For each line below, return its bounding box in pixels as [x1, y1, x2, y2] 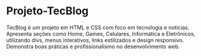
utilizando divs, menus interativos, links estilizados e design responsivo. [6, 36, 184, 43]
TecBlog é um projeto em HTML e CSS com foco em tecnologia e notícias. [6, 24, 190, 31]
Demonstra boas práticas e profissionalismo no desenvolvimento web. [6, 43, 180, 50]
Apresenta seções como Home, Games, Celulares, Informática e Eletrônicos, [6, 30, 196, 37]
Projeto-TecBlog [6, 4, 89, 18]
